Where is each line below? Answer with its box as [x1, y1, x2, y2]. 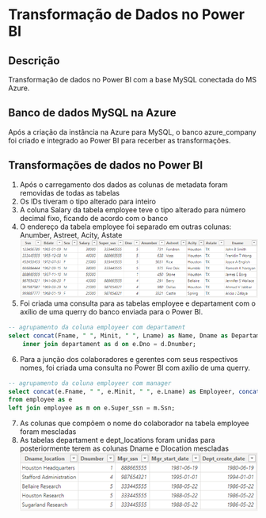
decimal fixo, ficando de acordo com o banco [19, 213, 169, 223]
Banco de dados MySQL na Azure [8, 106, 177, 120]
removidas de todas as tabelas [19, 188, 120, 197]
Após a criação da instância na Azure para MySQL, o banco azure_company [8, 127, 256, 136]
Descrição [8, 54, 60, 67]
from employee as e [8, 396, 73, 404]
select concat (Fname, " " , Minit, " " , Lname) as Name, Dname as [8, 331, 228, 340]
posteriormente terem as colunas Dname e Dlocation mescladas [19, 444, 230, 453]
